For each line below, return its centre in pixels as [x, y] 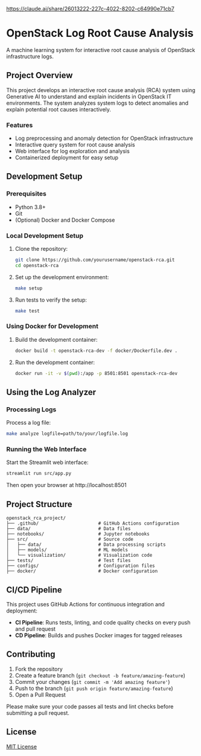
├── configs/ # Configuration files [81, 566]
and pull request [35, 629]
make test [27, 311]
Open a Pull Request [40, 695]
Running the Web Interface [46, 449]
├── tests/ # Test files [69, 561]
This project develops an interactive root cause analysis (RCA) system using [101, 90]
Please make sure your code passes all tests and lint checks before [90, 706]
